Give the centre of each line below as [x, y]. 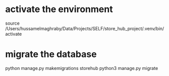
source [13, 23]
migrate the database [51, 54]
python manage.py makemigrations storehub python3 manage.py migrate [82, 68]
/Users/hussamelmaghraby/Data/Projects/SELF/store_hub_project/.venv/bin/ [85, 28]
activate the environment [59, 9]
